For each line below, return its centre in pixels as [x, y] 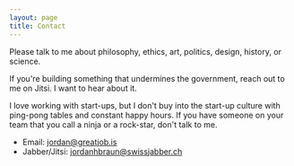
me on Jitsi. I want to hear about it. [73, 88]
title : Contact [38, 26]
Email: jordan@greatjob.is [69, 142]
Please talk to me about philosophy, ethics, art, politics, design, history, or [146, 51]
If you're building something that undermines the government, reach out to [147, 78]
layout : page [34, 17]
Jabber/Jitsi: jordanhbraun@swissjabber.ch [102, 151]
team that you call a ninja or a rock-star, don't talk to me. [113, 124]
